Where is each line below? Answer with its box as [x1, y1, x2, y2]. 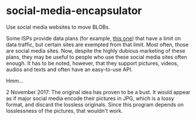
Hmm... [6, 77, 24, 84]
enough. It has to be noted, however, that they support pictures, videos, [6, 60, 178, 67]
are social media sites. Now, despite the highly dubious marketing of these [6, 47, 185, 54]
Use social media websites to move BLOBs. [6, 23, 110, 30]
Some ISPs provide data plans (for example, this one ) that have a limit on [6, 35, 181, 42]
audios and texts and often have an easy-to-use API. [6, 66, 133, 73]
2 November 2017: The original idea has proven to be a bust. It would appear [6, 88, 191, 95]
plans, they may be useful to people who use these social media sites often [6, 53, 187, 60]
